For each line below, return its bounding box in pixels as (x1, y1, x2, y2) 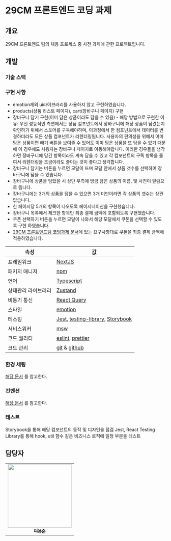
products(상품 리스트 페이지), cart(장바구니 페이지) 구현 (12, 107, 124, 114)
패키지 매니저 (8, 268, 38, 275)
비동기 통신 (8, 296, 33, 304)
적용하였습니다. (12, 235, 43, 241)
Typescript (56, 277, 82, 284)
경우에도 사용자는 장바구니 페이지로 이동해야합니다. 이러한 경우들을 (23, 146, 156, 152)
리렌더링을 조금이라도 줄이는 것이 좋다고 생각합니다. (22, 158, 125, 165)
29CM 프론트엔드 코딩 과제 (5, 5, 112, 16)
